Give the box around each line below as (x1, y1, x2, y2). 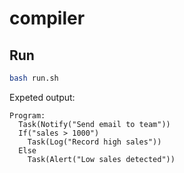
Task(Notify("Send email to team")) (18, 119, 171, 129)
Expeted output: (9, 91, 76, 103)
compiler (9, 7, 86, 30)
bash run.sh (9, 73, 59, 83)
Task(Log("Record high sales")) (27, 137, 162, 147)
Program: (9, 110, 46, 121)
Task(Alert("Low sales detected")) (27, 154, 176, 164)
